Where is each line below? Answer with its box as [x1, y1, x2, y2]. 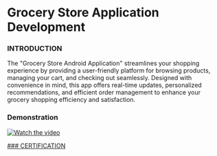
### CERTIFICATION [7, 142, 66, 150]
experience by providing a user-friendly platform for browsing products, [7, 66, 211, 75]
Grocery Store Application [7, 5, 159, 21]
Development [7, 19, 86, 35]
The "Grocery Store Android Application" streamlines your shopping [7, 60, 200, 68]
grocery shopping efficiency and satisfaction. [7, 96, 136, 104]
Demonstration [7, 113, 58, 122]
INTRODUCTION [7, 44, 62, 53]
